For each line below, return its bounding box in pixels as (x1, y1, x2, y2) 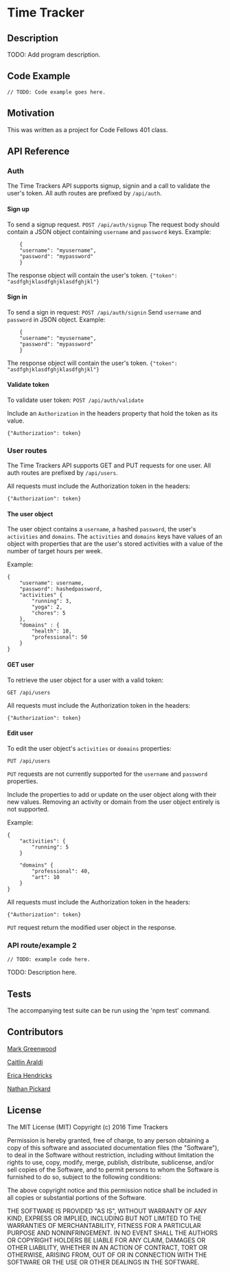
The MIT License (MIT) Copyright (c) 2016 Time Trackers (7, 1123, 168, 1131)
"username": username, (19, 580, 84, 586)
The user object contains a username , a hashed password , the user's (7, 525, 196, 533)
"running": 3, (32, 597, 72, 605)
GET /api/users (7, 689, 51, 696)
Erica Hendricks (7, 1071, 53, 1079)
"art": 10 (32, 873, 60, 880)
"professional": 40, (32, 867, 91, 875)
